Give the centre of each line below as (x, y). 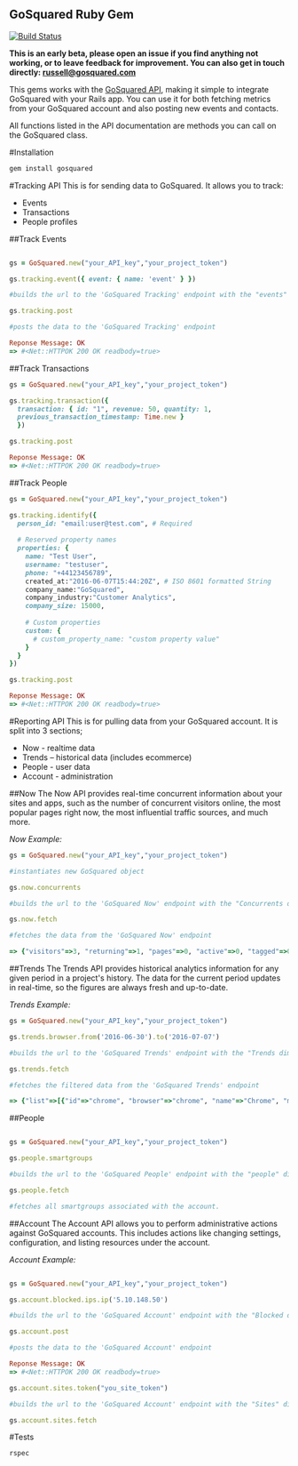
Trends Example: (40, 1005)
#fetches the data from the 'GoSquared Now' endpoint (111, 936)
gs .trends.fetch (39, 1069)
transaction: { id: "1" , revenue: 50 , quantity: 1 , (115, 409)
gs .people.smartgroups (51, 1158)
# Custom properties (63, 623)
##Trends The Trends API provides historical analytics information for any (144, 969)
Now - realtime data (59, 748)
